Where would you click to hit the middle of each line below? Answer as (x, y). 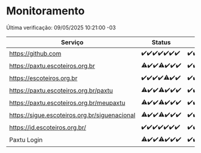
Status (161, 42)
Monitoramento (45, 11)
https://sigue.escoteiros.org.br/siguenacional (72, 115)
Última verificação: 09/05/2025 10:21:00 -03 (61, 27)
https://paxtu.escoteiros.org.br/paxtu (61, 91)
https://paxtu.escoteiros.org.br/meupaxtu (67, 103)
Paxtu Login (26, 140)
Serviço (72, 42)
